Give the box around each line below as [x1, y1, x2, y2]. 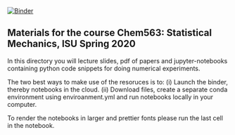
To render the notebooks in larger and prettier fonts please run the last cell [7, 113, 224, 122]
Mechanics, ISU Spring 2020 [7, 38, 136, 50]
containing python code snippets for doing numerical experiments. [7, 64, 201, 72]
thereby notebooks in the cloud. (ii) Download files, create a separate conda [7, 85, 228, 94]
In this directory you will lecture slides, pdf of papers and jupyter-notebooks [7, 56, 228, 65]
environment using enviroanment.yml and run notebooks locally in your [7, 92, 213, 101]
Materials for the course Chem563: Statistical [7, 27, 212, 39]
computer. [7, 100, 37, 108]
